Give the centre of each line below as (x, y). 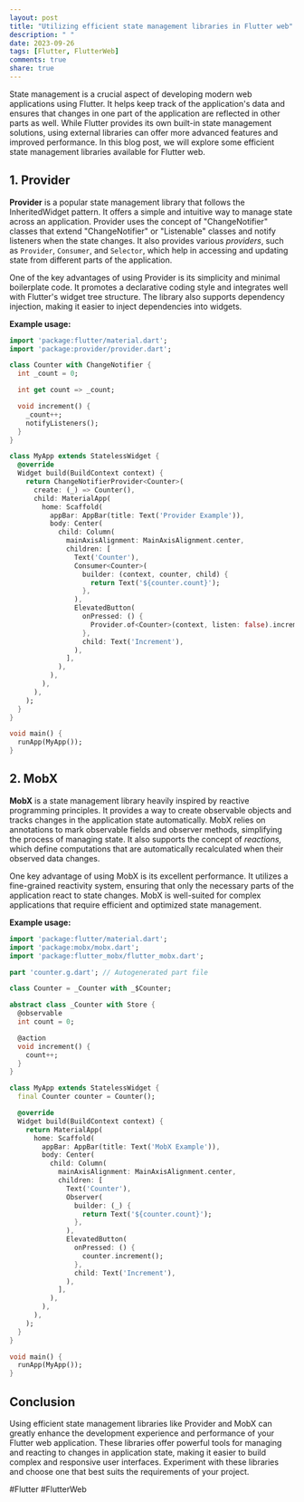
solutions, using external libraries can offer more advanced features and (144, 132)
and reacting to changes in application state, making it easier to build (138, 1452)
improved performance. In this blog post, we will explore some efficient (142, 142)
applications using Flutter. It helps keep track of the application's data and (147, 103)
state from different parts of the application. (91, 260)
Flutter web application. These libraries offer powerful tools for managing (146, 1442)
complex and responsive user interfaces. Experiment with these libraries (144, 1462)
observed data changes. (55, 858)
